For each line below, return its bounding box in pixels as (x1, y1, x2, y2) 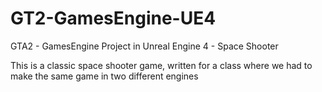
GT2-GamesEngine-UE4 (10, 7, 217, 30)
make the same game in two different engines (10, 70, 199, 82)
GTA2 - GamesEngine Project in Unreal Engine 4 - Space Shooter (10, 40, 279, 52)
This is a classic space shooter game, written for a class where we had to (10, 59, 313, 71)
